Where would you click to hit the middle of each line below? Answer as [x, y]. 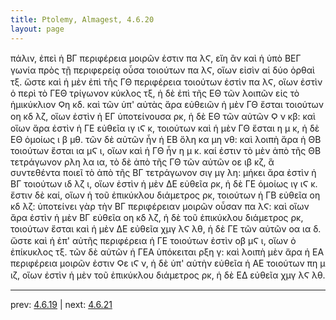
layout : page [37, 29]
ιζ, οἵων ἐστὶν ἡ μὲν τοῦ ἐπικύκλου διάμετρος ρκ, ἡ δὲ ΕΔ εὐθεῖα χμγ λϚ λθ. [168, 275]
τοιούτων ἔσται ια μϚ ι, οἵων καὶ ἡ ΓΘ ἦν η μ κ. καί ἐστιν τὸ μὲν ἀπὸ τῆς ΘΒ [166, 150]
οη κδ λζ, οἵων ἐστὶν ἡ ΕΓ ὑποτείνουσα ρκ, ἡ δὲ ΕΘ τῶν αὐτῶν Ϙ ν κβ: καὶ [163, 116]
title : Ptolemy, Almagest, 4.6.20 [82, 19]
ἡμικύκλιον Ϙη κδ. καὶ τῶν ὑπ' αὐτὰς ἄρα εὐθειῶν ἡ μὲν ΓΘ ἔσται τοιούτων [167, 104]
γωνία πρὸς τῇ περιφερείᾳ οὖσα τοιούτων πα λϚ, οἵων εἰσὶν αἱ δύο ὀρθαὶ [162, 70]
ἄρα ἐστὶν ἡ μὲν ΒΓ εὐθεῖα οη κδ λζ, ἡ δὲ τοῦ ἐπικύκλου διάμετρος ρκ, [157, 217]
